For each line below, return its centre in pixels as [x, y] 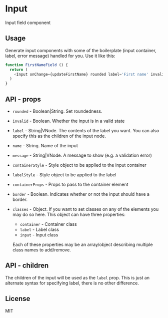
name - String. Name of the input [45, 145]
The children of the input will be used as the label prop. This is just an [77, 277]
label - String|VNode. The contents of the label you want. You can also [86, 130]
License [18, 299]
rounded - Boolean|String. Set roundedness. [57, 111]
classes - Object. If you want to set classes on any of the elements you [85, 209]
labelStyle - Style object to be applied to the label [64, 175]
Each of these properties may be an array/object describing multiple [82, 244]
